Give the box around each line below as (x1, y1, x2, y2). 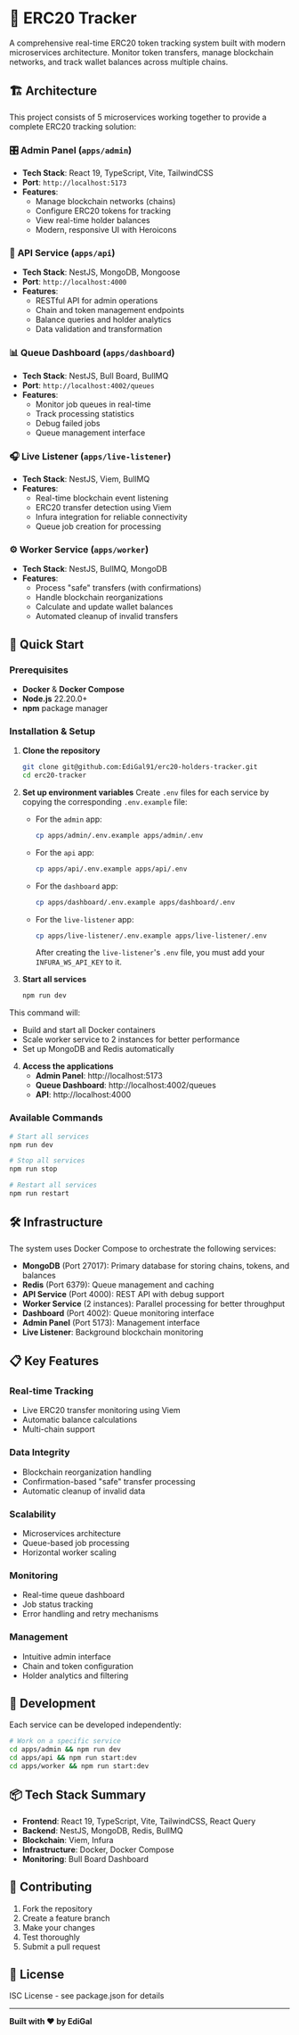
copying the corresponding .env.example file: (21, 796, 188, 807)
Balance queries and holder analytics (35, 314, 172, 325)
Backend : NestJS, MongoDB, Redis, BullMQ (21, 1824, 184, 1836)
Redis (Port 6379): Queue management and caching (21, 1279, 214, 1290)
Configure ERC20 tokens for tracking (35, 205, 172, 217)
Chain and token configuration (21, 1660, 133, 1671)
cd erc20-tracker (21, 771, 87, 780)
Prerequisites (9, 664, 69, 676)
